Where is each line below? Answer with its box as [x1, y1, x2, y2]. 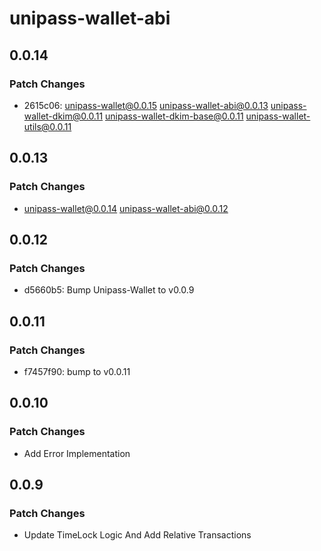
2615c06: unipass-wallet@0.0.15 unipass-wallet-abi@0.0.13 [23, 99, 269, 111]
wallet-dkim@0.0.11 [23, 110, 104, 122]
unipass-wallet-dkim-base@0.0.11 [105, 110, 244, 122]
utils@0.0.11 [23, 120, 72, 132]
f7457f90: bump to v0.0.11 [23, 365, 131, 377]
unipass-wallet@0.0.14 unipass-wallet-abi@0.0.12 [23, 202, 229, 214]
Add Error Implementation [23, 447, 131, 459]
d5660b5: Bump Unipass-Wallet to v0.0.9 [23, 284, 195, 296]
